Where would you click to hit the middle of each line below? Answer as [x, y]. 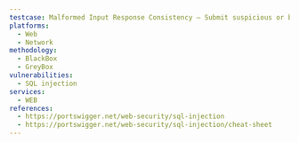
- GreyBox [35, 68]
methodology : [33, 51]
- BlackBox [37, 59]
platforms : [29, 26]
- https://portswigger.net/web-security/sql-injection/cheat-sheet [145, 125]
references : [31, 108]
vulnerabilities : [41, 75]
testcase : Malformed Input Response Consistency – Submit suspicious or [147, 17]
